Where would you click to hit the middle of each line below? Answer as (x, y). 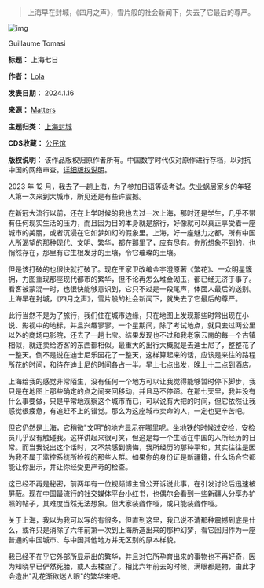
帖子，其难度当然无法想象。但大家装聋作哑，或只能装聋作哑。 (121, 503)
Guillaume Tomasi (37, 43)
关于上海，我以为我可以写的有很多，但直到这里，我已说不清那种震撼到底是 (128, 520)
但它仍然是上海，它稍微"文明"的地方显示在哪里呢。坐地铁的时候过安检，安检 (132, 427)
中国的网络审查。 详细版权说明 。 (60, 170)
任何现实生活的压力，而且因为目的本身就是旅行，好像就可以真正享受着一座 (135, 223)
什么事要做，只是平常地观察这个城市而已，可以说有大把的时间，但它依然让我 (132, 401)
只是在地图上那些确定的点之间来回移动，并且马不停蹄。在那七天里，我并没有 (132, 391)
